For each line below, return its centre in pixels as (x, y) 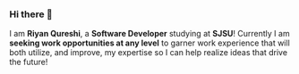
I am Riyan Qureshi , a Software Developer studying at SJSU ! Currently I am (149, 34)
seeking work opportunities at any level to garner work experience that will (150, 43)
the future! (29, 62)
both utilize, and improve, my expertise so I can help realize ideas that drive (149, 53)
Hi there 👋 (31, 14)
